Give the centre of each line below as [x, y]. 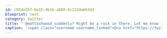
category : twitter [24, 19]
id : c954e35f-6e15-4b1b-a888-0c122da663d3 [50, 10]
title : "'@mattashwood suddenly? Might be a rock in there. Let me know [82, 23]
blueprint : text [22, 14]
